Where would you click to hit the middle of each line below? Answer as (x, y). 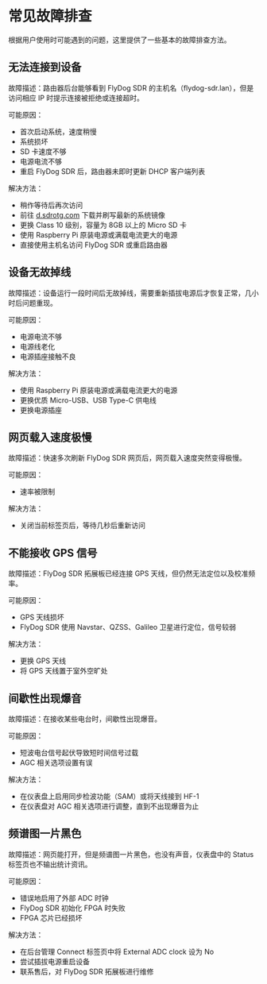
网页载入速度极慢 (50, 437)
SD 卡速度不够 (43, 151)
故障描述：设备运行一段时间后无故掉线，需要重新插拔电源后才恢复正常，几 (130, 293)
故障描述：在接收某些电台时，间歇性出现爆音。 (85, 719)
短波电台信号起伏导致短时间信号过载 (79, 752)
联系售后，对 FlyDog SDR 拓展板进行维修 (87, 971)
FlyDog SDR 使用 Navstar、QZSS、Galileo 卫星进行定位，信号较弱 (128, 627)
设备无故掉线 (40, 272)
